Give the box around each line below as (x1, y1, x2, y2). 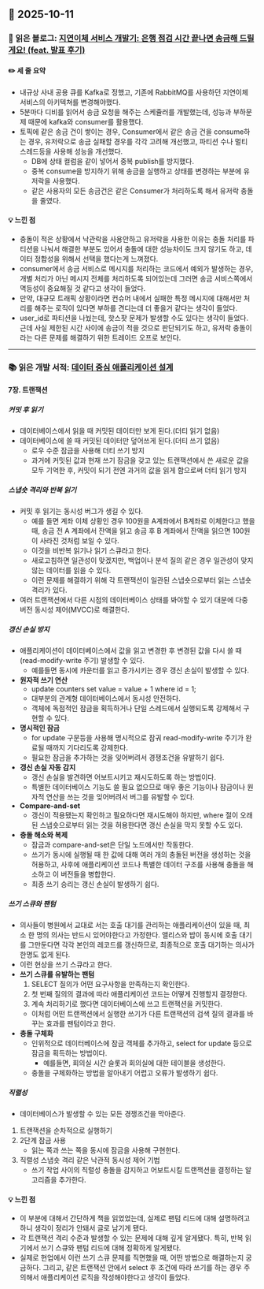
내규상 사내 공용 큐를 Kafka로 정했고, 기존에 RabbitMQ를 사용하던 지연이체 (19, 88, 249, 97)
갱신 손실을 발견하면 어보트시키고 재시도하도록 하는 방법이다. (31, 773, 217, 782)
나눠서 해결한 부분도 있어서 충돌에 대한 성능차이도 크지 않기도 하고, (40, 244, 244, 253)
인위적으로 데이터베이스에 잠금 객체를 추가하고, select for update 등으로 (31, 1038, 253, 1049)
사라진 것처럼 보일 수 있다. (39, 536, 119, 546)
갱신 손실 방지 (8, 624, 49, 634)
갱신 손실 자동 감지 (19, 762, 76, 773)
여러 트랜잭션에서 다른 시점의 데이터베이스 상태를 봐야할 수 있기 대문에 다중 (19, 595, 249, 605)
